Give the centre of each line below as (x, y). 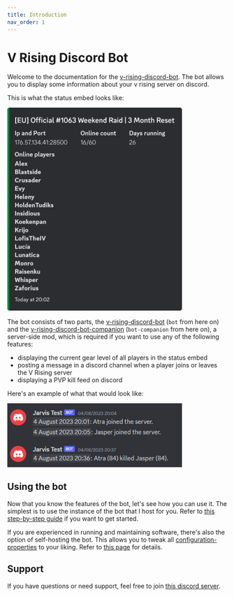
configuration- (196, 540)
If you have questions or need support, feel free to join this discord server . (114, 586)
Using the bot (37, 487)
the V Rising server (45, 372)
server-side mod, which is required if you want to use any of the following (114, 337)
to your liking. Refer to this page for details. (100, 547)
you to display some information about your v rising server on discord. (108, 85)
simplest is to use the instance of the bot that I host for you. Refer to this (111, 511)
